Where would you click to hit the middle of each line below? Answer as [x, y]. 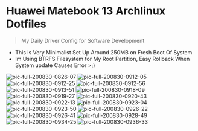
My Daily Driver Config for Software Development [83, 40]
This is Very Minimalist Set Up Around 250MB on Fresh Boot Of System [104, 52]
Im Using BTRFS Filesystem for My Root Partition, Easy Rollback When [102, 59]
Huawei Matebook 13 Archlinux [86, 11]
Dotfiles [26, 24]
